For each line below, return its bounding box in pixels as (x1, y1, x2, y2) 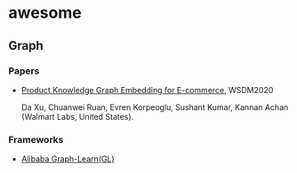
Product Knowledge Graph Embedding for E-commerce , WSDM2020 (20, 84, 274, 95)
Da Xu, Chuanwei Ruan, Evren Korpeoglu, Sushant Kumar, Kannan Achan (20, 101, 289, 113)
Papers (8, 65, 40, 77)
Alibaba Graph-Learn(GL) (20, 153, 115, 164)
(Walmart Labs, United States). (20, 111, 134, 122)
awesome (8, 3, 82, 23)
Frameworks (8, 133, 64, 145)
